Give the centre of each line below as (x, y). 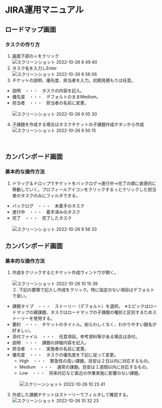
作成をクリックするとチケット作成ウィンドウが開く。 (65, 272)
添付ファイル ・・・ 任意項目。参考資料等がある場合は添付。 (76, 337)
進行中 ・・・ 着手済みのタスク (46, 212)
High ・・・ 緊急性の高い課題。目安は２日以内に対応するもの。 (86, 361)
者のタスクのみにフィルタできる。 (46, 195)
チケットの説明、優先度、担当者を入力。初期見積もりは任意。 (74, 80)
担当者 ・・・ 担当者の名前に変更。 (50, 103)
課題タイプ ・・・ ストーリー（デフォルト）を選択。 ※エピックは (80, 306)
